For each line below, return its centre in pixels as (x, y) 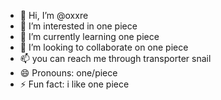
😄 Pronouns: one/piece (68, 73)
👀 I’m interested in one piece (78, 26)
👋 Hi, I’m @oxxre (54, 15)
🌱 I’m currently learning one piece (89, 36)
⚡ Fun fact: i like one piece (74, 84)
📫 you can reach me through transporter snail (115, 58)
